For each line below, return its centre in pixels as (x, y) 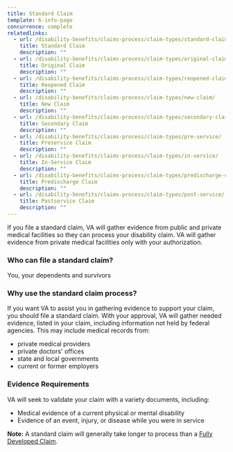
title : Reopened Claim (52, 85)
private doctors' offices (51, 351)
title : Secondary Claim (54, 123)
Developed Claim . (32, 441)
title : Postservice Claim (57, 201)
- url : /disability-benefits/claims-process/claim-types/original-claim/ (122, 59)
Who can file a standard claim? (60, 260)
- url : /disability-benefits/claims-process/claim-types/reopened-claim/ (122, 78)
